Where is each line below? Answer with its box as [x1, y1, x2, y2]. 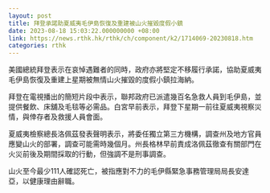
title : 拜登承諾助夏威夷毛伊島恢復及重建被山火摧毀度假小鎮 [8, 19, 183, 27]
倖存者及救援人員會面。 [29, 112, 107, 121]
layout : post [8, 11, 52, 20]
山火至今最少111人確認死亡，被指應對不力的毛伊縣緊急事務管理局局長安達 [8, 166, 250, 176]
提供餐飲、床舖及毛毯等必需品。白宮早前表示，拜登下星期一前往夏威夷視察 [8, 102, 255, 112]
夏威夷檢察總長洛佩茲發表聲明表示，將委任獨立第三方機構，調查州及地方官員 [8, 129, 262, 139]
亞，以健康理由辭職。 [8, 176, 79, 186]
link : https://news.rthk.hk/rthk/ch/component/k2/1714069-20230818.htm [8, 34, 253, 43]
